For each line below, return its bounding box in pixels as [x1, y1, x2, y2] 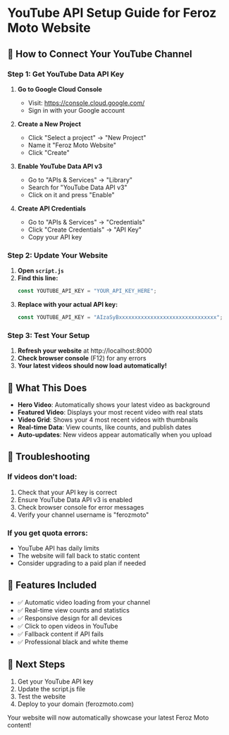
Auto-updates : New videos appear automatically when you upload [17, 431, 212, 439]
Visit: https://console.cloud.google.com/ [27, 99, 145, 107]
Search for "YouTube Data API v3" [27, 183, 128, 191]
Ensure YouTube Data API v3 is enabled [17, 495, 132, 504]
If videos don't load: [7, 472, 78, 482]
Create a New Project [17, 120, 81, 128]
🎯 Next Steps [7, 658, 66, 670]
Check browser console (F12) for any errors [17, 354, 147, 363]
